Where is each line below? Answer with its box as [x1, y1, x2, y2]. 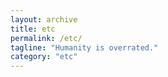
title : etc [10, 24, 56, 34]
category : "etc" [10, 52, 78, 62]
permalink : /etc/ [10, 33, 83, 43]
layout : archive [10, 14, 78, 25]
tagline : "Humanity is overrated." [10, 42, 159, 53]
